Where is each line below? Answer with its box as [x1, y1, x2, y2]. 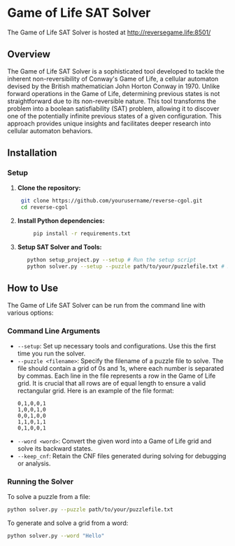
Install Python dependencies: [17, 217, 105, 225]
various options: [7, 308, 54, 317]
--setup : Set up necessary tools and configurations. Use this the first [17, 341, 216, 350]
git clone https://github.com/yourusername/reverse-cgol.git [20, 198, 203, 205]
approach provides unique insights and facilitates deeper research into [7, 119, 211, 128]
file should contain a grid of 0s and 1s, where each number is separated [17, 364, 225, 372]
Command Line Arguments [7, 326, 101, 336]
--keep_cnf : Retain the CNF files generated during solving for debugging [17, 451, 227, 460]
